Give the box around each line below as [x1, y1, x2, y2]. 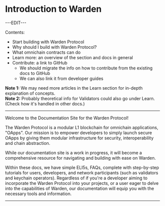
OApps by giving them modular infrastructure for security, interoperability [5, 135, 154, 141]
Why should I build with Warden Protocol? [12, 44, 97, 50]
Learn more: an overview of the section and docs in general [12, 54, 134, 60]
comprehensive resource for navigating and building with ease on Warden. [5, 155, 156, 161]
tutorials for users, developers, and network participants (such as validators [5, 170, 159, 175]
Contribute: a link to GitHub [12, 60, 68, 66]
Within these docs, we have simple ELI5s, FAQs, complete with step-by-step [5, 164, 160, 171]
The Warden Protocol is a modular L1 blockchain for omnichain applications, [5, 124, 159, 130]
